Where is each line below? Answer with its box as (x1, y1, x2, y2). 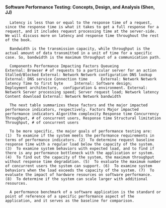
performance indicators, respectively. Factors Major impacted (5, 107, 139, 112)
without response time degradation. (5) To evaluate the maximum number (5, 159, 162, 164)
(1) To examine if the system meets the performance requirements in (5, 133, 155, 139)
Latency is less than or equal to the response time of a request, (9, 20, 153, 25)
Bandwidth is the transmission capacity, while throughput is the (9, 46, 150, 52)
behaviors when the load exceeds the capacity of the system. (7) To (5, 168, 155, 173)
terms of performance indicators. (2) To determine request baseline (5, 138, 155, 142)
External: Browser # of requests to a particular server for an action (5, 68, 157, 73)
